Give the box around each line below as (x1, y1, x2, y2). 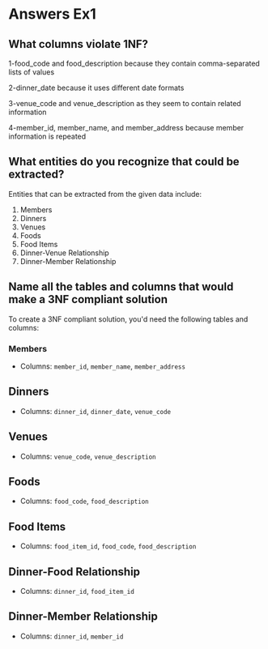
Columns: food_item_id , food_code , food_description (19, 541, 197, 551)
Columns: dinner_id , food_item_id (19, 586, 135, 596)
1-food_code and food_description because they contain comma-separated (8, 58, 261, 68)
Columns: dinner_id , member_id (19, 631, 124, 641)
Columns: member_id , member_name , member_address (19, 361, 186, 371)
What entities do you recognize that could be (8, 155, 240, 169)
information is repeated (8, 131, 87, 141)
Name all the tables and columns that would (8, 280, 234, 294)
